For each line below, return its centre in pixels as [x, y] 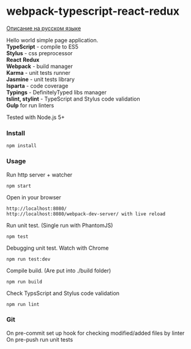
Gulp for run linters [30, 105]
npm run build [24, 282]
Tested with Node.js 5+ [36, 117]
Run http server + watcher [39, 174]
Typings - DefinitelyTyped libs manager [57, 92]
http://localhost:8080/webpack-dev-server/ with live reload [86, 214]
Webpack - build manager [40, 66]
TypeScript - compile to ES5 [42, 47]
